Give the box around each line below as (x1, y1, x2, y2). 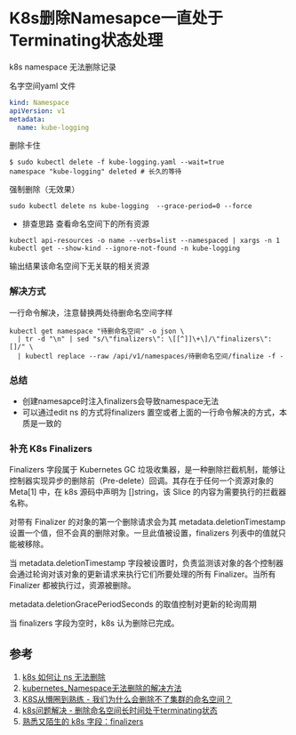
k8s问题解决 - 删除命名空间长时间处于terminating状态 (21, 705, 218, 716)
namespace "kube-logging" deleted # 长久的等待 (9, 167, 182, 176)
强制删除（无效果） (9, 184, 80, 195)
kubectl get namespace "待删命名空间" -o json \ (9, 327, 185, 335)
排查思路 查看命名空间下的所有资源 (21, 219, 149, 230)
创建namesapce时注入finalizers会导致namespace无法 (21, 396, 220, 407)
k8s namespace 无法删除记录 (9, 61, 117, 72)
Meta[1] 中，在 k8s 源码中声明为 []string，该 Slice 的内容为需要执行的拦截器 (9, 487, 287, 497)
